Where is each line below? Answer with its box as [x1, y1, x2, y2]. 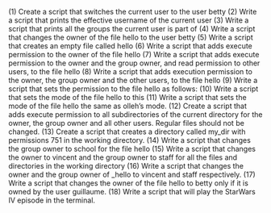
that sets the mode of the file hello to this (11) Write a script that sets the [8, 93, 248, 102]
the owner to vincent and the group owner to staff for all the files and [8, 152, 238, 162]
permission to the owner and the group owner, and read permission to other [8, 58, 261, 68]
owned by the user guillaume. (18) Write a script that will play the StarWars [8, 187, 256, 196]
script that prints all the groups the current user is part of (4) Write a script [8, 24, 256, 33]
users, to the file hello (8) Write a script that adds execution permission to [8, 67, 252, 76]
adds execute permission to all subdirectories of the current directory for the [8, 110, 263, 119]
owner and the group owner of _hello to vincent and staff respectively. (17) [8, 169, 256, 179]
